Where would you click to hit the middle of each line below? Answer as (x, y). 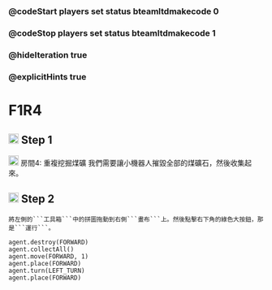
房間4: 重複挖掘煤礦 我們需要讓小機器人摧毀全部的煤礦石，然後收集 (132, 162)
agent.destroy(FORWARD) (49, 242)
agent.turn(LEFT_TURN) (47, 271)
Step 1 (37, 140)
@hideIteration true (48, 54)
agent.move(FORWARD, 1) (49, 256)
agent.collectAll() (41, 249)
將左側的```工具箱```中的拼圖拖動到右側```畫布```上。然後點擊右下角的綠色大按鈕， (133, 219)
